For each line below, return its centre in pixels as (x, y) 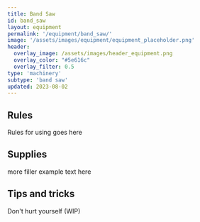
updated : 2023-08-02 (38, 87)
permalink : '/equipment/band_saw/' (60, 34)
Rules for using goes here (45, 133)
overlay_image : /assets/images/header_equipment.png (93, 54)
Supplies (27, 154)
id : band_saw (27, 21)
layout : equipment (34, 27)
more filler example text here (49, 172)
